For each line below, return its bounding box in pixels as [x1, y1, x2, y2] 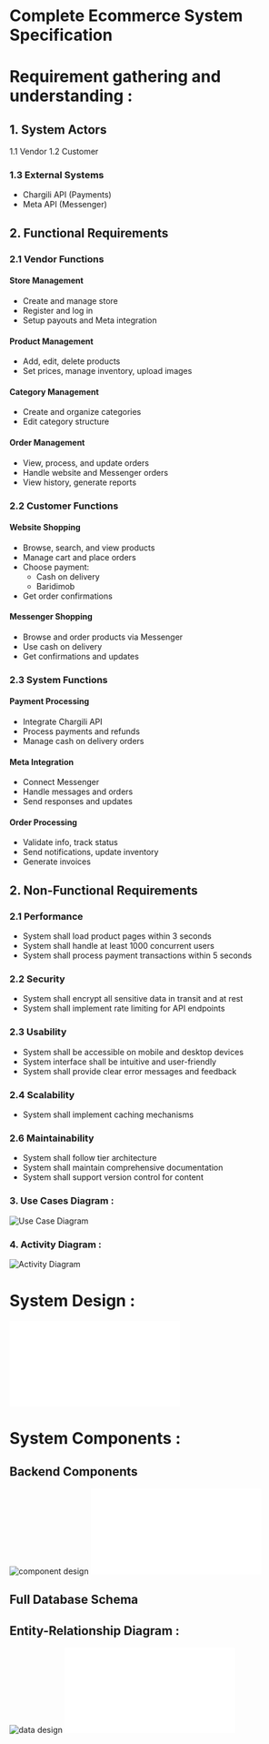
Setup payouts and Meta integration [22, 315, 157, 326]
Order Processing [9, 816, 77, 828]
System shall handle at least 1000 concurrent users [22, 941, 215, 952]
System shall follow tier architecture [22, 1153, 157, 1164]
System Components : [9, 1428, 182, 1449]
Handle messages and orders [22, 786, 134, 797]
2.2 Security [9, 973, 65, 985]
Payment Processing [9, 696, 90, 707]
